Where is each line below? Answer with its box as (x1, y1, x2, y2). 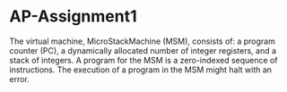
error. (9, 73, 30, 84)
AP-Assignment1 (9, 6, 137, 27)
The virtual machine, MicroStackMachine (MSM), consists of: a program (9, 36, 275, 46)
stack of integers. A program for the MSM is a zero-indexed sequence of (9, 54, 278, 65)
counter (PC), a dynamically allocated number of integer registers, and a (9, 45, 276, 55)
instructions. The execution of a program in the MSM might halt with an (9, 64, 272, 75)
